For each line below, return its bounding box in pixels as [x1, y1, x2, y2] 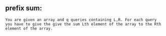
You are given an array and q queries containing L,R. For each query [5, 17, 157, 22]
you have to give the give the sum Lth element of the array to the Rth [5, 21, 161, 26]
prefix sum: [5, 4, 42, 12]
